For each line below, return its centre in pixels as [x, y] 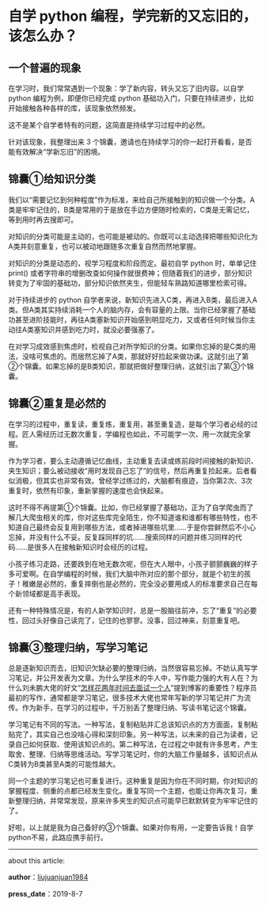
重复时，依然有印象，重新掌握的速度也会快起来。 [88, 490]
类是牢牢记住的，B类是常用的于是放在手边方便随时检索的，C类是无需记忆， [131, 209]
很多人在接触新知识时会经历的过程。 [93, 547]
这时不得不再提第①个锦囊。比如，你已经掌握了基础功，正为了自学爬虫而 [127, 507]
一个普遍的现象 [45, 68]
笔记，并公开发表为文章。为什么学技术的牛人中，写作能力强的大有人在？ [133, 678]
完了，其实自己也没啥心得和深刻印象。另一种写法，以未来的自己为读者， [133, 735]
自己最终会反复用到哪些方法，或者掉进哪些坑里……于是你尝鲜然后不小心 [139, 527]
